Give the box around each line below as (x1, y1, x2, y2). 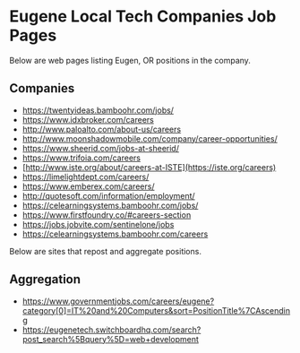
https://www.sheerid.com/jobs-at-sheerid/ (21, 142, 179, 153)
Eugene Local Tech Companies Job (9, 6, 277, 27)
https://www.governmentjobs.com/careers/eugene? (21, 296, 215, 306)
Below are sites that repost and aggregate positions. (9, 245, 201, 256)
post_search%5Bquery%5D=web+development (21, 333, 200, 344)
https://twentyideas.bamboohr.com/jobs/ (21, 105, 175, 116)
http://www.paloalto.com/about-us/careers (21, 124, 182, 134)
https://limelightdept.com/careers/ (21, 171, 150, 182)
